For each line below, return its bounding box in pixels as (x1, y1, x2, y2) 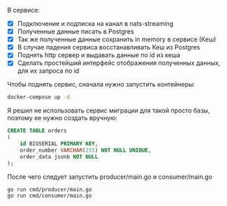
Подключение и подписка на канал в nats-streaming (17, 20, 174, 27)
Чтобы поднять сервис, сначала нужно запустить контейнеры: (7, 80, 196, 89)
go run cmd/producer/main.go (7, 186, 92, 193)
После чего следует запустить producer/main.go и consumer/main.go (7, 172, 213, 181)
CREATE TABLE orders (7, 127, 68, 135)
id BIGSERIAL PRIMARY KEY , (20, 140, 98, 147)
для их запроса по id (17, 66, 80, 75)
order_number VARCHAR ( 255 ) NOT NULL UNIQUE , (20, 147, 152, 154)
